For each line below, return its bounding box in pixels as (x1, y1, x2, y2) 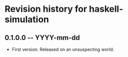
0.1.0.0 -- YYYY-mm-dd (4, 33, 80, 42)
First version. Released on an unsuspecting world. (11, 47, 115, 52)
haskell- (89, 3, 124, 15)
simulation (4, 14, 49, 25)
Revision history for (4, 3, 87, 15)
